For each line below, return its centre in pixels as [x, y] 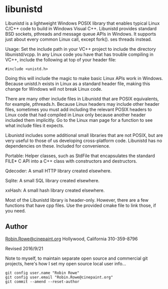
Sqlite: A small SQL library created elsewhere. [52, 180]
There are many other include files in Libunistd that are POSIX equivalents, [82, 99]
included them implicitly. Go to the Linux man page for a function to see [79, 120]
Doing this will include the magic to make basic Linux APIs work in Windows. [84, 78]
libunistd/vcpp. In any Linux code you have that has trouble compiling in [79, 54]
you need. [16, 210]
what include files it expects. [35, 125]
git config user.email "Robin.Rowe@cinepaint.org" [59, 277]
